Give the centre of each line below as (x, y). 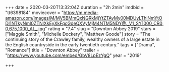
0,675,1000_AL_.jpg (25, 29)
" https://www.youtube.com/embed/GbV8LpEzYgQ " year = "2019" (74, 55)
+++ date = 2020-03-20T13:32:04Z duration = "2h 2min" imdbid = (75, 7)
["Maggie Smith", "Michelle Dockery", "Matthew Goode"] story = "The (78, 34)
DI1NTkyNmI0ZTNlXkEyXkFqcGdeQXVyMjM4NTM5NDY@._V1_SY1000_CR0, (84, 23)
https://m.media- (81, 13)
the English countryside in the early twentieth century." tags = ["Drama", (80, 45)
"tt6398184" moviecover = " (35, 13)
